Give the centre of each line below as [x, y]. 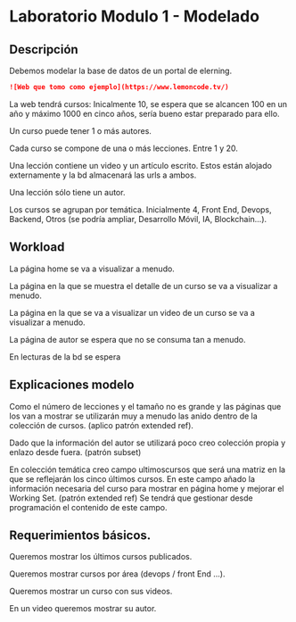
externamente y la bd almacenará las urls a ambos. [103, 175]
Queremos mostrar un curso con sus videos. [91, 592]
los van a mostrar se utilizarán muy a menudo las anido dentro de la [134, 416]
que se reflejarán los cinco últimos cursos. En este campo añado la [132, 478]
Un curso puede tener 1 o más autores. [80, 130]
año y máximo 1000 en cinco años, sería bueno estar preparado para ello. [144, 113]
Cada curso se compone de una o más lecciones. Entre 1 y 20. [124, 148]
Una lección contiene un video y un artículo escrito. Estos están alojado [140, 165]
